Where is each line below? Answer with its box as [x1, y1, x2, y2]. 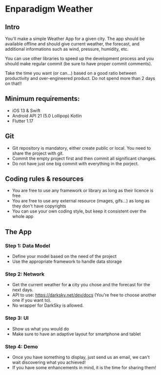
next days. [12, 287, 33, 293]
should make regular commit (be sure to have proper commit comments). [5, 61, 152, 66]
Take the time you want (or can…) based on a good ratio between [5, 70, 137, 76]
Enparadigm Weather [5, 3, 93, 15]
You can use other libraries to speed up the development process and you [5, 56, 154, 61]
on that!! [5, 80, 22, 86]
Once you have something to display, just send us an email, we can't [12, 355, 150, 360]
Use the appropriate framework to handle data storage [12, 258, 122, 264]
